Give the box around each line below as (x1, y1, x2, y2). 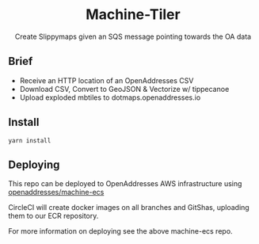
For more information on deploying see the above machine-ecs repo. (8, 227, 233, 236)
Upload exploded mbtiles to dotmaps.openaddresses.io (19, 93, 201, 102)
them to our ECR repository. (8, 212, 99, 221)
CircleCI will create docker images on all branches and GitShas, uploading (8, 203, 249, 212)
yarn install (8, 136, 51, 144)
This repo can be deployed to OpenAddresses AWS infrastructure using (8, 179, 242, 189)
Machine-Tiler (86, 6, 181, 24)
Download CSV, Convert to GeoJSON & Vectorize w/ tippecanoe (19, 84, 230, 93)
